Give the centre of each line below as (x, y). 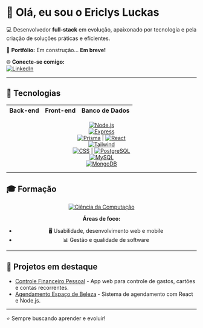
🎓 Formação (31, 189)
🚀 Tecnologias (34, 93)
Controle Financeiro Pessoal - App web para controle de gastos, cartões (105, 281)
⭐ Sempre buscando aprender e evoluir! (56, 318)
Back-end (24, 110)
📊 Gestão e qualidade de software (106, 239)
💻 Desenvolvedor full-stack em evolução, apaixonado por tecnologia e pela (101, 29)
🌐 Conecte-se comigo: (36, 62)
